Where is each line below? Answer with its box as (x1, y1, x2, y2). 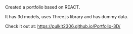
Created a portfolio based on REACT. (5, 4, 80, 10)
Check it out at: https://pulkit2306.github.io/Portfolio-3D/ (5, 23, 121, 29)
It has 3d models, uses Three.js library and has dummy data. (5, 14, 129, 19)
